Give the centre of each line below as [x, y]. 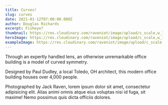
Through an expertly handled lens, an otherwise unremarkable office [76, 56]
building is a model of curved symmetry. [47, 62]
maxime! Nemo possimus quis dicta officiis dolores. [58, 97]
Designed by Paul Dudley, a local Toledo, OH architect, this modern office [81, 71]
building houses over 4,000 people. [42, 77]
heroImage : [16, 38]
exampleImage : [20, 42]
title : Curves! [21, 10]
